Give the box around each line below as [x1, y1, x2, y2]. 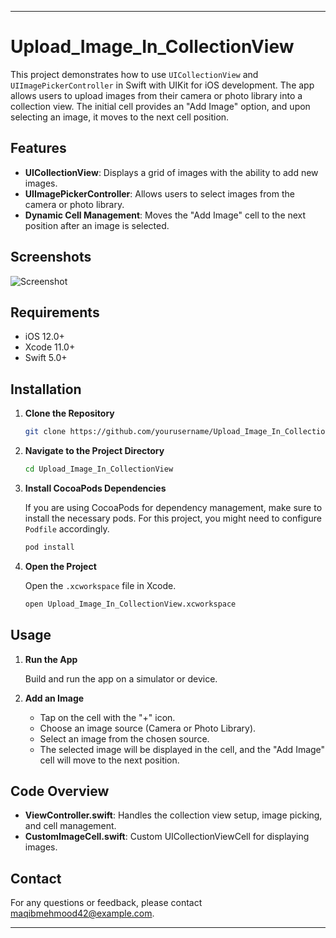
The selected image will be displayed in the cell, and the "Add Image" [39, 743, 326, 755]
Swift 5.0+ [24, 352, 68, 364]
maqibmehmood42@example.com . [10, 907, 155, 920]
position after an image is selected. [24, 219, 170, 231]
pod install [24, 542, 75, 552]
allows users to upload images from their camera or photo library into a [10, 89, 303, 101]
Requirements [10, 304, 100, 321]
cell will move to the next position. [39, 754, 180, 766]
